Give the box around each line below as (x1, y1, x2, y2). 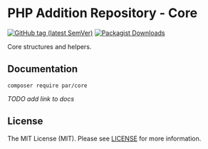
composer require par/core (7, 82, 88, 89)
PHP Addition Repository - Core (7, 5, 198, 21)
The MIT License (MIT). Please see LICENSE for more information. (7, 134, 202, 143)
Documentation (7, 63, 78, 76)
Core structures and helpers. (7, 42, 92, 51)
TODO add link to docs (7, 94, 75, 103)
